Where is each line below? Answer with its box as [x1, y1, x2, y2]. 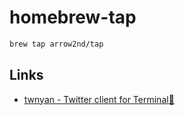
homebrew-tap [9, 6, 137, 29]
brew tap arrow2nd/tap [9, 39, 104, 49]
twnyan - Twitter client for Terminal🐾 [23, 93, 175, 105]
